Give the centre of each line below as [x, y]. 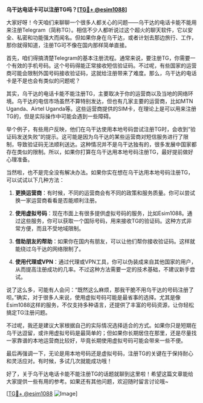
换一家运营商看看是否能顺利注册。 [57, 200]
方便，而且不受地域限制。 [52, 228]
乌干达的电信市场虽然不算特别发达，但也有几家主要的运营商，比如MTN [105, 101]
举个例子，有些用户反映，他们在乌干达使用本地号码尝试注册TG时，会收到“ [98, 129]
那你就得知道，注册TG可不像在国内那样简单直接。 [68, 45]
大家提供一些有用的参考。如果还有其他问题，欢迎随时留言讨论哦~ [88, 381]
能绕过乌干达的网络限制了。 [50, 249]
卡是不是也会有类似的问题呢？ [43, 81]
